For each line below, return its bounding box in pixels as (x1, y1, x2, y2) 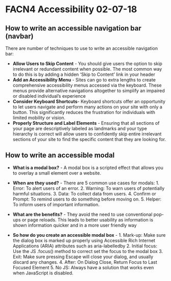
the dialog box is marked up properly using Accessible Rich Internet (12, 237, 156, 243)
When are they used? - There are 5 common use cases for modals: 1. (12, 180, 160, 186)
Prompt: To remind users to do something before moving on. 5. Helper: (12, 196, 162, 202)
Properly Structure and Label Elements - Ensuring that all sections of (12, 120, 160, 126)
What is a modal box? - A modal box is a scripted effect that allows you (12, 164, 163, 171)
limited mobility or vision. (12, 115, 65, 121)
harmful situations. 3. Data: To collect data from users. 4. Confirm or (12, 190, 157, 196)
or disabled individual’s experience (12, 93, 86, 99)
